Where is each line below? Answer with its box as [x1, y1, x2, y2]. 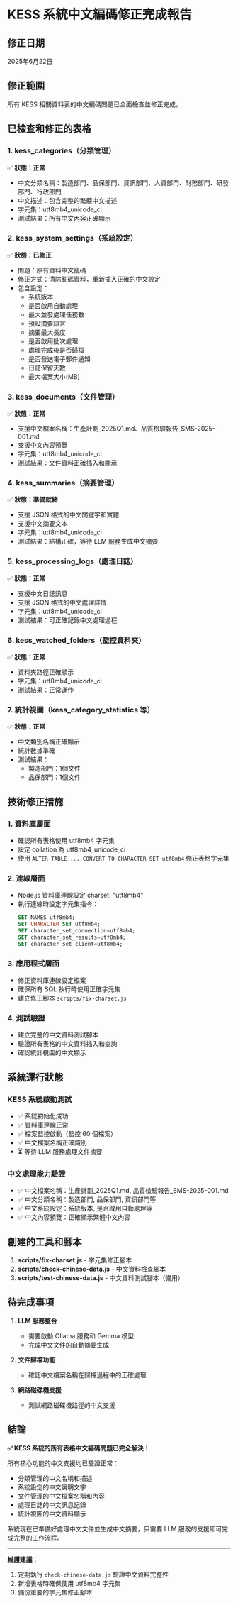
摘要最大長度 [28, 328, 66, 336]
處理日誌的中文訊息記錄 [17, 1500, 86, 1509]
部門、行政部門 [17, 187, 62, 196]
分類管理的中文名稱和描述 [17, 1474, 93, 1482]
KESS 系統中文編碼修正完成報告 [7, 6, 193, 23]
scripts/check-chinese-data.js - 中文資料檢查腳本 [17, 1265, 166, 1274]
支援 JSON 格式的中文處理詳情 [17, 597, 107, 607]
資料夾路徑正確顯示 [17, 668, 74, 676]
